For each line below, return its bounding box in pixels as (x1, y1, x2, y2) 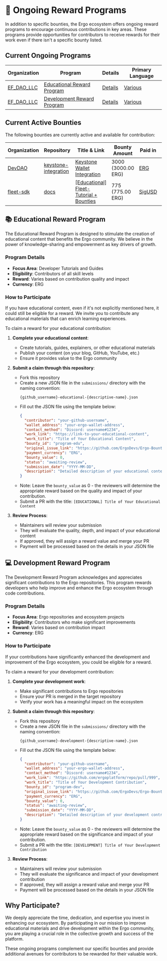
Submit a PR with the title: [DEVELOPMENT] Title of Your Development (19, 842, 161, 848)
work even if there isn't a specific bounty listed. (5, 37, 103, 43)
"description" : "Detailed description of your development (24, 812, 149, 818)
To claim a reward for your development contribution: (5, 668, 114, 674)
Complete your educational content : (12, 334, 89, 341)
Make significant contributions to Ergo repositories (19, 688, 124, 694)
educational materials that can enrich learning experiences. (5, 316, 127, 321)
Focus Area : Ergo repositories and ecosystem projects (12, 614, 125, 620)
